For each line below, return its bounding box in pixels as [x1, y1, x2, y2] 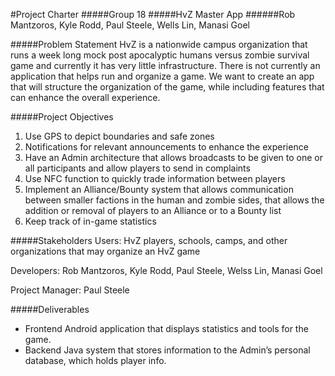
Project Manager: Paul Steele [10, 284, 130, 296]
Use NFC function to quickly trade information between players [24, 173, 286, 184]
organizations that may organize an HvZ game [10, 245, 201, 257]
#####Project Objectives [10, 111, 114, 123]
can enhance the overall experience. [10, 92, 161, 103]
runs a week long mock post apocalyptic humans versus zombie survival [10, 49, 310, 61]
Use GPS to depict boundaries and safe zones [24, 130, 215, 142]
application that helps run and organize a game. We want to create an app [10, 70, 315, 82]
